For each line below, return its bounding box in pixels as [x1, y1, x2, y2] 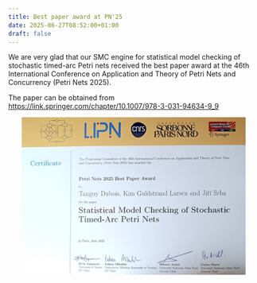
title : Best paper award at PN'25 [8, 13, 123, 21]
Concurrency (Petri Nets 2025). [8, 78, 111, 87]
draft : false [8, 29, 52, 37]
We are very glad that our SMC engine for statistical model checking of [8, 52, 241, 62]
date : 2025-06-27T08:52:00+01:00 [8, 21, 119, 29]
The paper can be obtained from [8, 93, 115, 103]
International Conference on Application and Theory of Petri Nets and [8, 69, 236, 79]
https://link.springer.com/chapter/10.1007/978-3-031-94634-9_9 [8, 102, 220, 111]
